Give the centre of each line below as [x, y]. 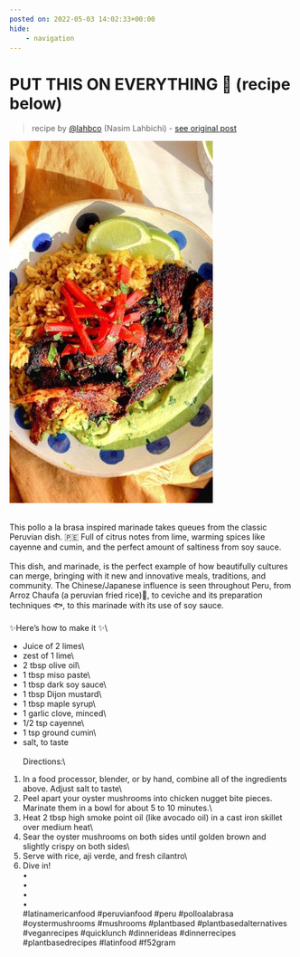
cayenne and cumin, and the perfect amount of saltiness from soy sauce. [145, 547]
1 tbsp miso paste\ [56, 675]
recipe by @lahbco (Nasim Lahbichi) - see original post [134, 129]
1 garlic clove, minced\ [64, 713]
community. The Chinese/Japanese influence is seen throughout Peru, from [150, 586]
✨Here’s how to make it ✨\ [59, 628]
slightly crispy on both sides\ [76, 847]
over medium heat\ [57, 828]
